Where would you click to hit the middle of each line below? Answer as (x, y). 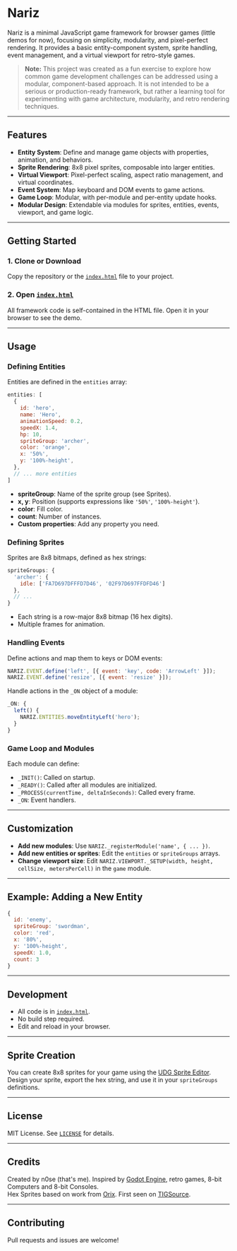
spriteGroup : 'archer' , (55, 441)
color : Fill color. (40, 509)
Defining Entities (36, 367)
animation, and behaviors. (55, 160)
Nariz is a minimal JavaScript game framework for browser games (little (111, 32)
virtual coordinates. (45, 182)
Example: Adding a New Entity (75, 897)
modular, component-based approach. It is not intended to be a (117, 83)
